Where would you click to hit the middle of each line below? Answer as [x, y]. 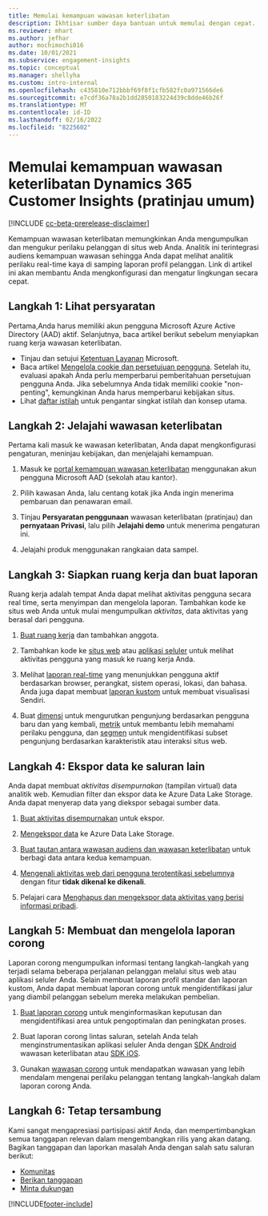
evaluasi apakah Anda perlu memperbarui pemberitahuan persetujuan [135, 375]
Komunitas [38, 1171]
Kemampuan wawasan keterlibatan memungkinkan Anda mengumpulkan [128, 239]
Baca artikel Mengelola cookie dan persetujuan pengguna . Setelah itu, [135, 367]
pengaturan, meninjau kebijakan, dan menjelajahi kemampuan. [111, 454]
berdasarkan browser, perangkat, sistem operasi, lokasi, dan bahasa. [134, 683]
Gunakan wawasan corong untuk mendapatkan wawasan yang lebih [132, 1069]
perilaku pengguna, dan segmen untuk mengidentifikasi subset [124, 732]
